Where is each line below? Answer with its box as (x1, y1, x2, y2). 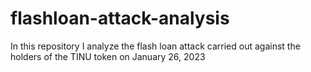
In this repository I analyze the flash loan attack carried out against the (10, 40, 301, 52)
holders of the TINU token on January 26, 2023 (10, 50, 206, 62)
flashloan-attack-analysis (10, 7, 230, 30)
